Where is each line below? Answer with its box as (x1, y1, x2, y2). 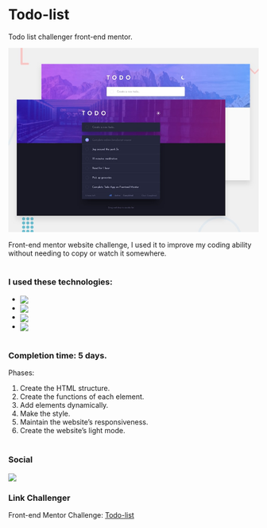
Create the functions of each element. (19, 392, 145, 401)
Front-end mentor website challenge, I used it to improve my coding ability (8, 240, 252, 249)
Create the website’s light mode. (19, 426, 126, 436)
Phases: (8, 368, 35, 377)
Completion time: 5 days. (8, 350, 107, 361)
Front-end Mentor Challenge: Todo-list (8, 510, 135, 520)
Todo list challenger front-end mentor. (8, 32, 133, 41)
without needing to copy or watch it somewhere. (8, 248, 167, 258)
